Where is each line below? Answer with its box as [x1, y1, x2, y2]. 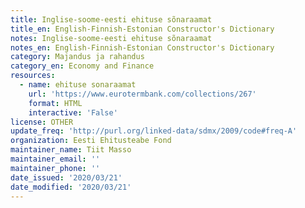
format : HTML [28, 98, 83, 108]
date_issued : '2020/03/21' [10, 172, 123, 183]
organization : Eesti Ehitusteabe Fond [10, 136, 172, 146]
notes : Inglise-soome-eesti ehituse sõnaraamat [10, 33, 213, 43]
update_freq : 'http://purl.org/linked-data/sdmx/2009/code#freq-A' [10, 126, 298, 136]
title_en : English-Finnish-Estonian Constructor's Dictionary [10, 24, 275, 34]
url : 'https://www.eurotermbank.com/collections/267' [28, 89, 257, 99]
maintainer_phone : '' [10, 163, 101, 173]
